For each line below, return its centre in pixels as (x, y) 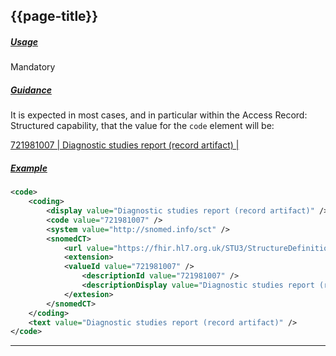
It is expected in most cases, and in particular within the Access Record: (159, 115)
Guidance (31, 90)
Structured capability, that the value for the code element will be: (142, 126)
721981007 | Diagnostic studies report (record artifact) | (125, 145)
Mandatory (33, 67)
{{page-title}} (54, 16)
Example (29, 168)
